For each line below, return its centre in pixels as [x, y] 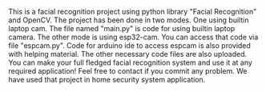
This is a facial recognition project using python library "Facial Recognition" [133, 12]
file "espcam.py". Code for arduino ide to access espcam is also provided [129, 46]
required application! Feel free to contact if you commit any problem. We [128, 71]
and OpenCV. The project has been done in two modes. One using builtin [129, 20]
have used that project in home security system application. [107, 80]
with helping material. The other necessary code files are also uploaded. [128, 54]
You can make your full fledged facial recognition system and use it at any [130, 62]
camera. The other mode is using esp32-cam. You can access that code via [133, 37]
